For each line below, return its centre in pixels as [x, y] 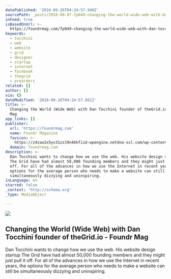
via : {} [13, 95]
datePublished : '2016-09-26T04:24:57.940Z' [52, 10]
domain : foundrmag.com [34, 147]
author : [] [17, 90]
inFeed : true [19, 19]
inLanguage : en [21, 180]
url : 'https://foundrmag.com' [42, 128]
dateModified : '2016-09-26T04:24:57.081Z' [51, 100]
